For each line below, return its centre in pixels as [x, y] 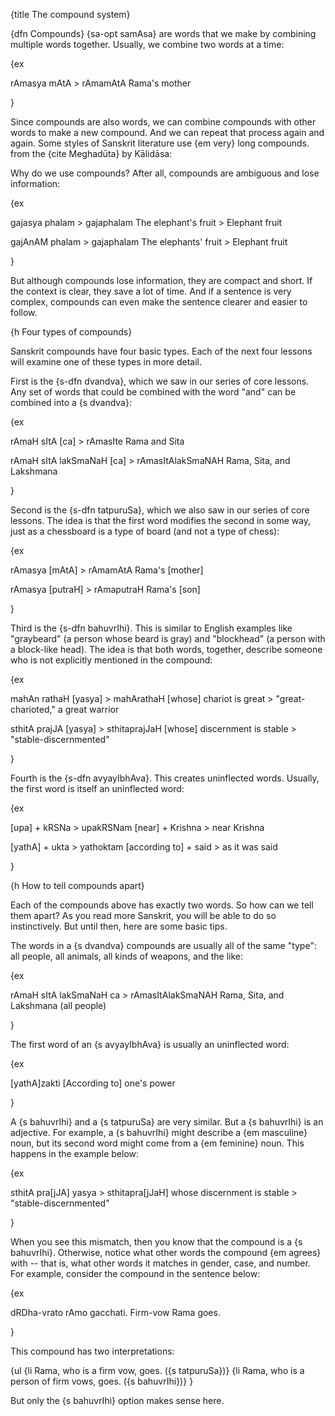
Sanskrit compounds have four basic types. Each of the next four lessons [161, 351]
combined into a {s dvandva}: [71, 402]
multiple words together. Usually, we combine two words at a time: [147, 44]
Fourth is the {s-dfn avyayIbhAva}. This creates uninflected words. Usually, [165, 778]
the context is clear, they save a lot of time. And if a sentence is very [151, 291]
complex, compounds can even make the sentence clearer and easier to [159, 302]
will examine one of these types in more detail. [106, 362]
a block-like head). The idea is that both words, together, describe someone [166, 649]
